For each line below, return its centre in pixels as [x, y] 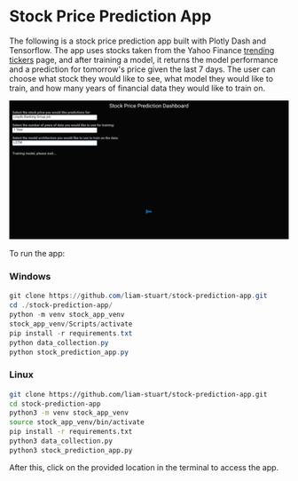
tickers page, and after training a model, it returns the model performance [144, 59]
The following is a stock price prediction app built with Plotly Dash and [138, 41]
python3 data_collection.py [61, 441]
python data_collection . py [59, 343]
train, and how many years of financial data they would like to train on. [137, 88]
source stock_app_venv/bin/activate [77, 422]
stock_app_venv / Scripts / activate [71, 324]
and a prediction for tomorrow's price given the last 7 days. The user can [142, 69]
